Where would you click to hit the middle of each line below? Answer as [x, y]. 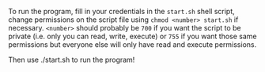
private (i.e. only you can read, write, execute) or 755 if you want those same [132, 36]
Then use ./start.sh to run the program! [72, 59]
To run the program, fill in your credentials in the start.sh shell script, [121, 11]
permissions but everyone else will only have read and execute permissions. [132, 45]
